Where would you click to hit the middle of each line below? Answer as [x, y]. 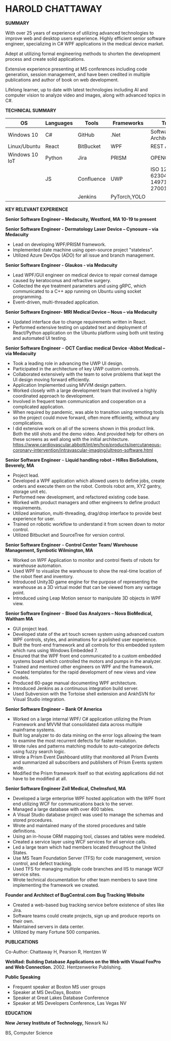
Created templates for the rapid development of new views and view [84, 672]
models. [21, 677]
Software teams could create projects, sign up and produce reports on [87, 915]
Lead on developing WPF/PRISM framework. [59, 244]
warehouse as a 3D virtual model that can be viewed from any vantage [87, 587]
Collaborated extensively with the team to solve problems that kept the [87, 374]
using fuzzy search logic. [39, 751]
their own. [23, 921]
